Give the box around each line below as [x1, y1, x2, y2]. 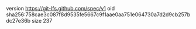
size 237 [32, 17, 53, 24]
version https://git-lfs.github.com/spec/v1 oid [6, 5, 115, 12]
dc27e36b [6, 17, 31, 24]
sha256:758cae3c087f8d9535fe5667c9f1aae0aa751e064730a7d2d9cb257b [6, 11, 191, 18]
